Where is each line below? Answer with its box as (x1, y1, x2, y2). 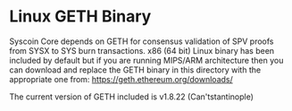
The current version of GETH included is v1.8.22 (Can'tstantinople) (9, 91, 254, 102)
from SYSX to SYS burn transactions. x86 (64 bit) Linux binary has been (9, 45, 275, 55)
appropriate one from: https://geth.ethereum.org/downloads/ (9, 73, 234, 84)
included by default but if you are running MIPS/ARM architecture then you (9, 55, 284, 65)
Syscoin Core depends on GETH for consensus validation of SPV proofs (9, 36, 274, 47)
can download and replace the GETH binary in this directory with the (9, 64, 262, 75)
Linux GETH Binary (9, 6, 152, 27)
